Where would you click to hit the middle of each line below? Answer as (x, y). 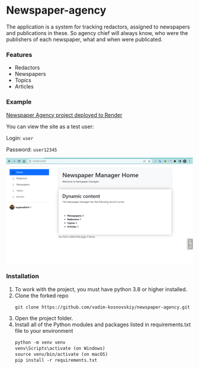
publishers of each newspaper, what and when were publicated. (84, 39)
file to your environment (44, 330)
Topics (23, 80)
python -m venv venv (40, 342)
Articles (24, 87)
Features (19, 55)
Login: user (20, 138)
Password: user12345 (32, 149)
